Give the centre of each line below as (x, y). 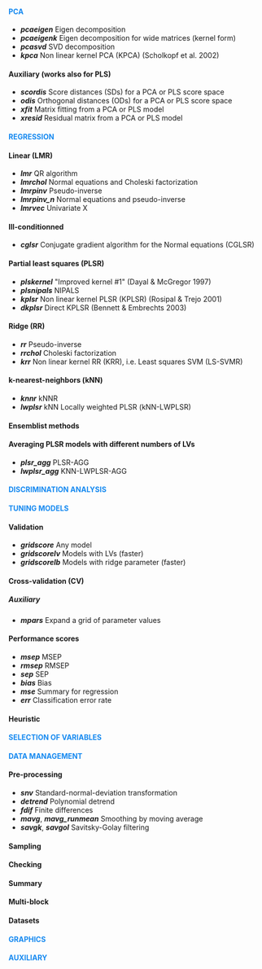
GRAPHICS (27, 939)
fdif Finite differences (57, 809)
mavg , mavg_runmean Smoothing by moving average (111, 818)
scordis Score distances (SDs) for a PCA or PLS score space (122, 92)
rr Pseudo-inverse (51, 344)
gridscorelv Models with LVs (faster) (82, 554)
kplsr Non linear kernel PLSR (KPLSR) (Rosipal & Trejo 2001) (121, 299)
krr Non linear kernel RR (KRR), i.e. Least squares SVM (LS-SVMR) (131, 362)
